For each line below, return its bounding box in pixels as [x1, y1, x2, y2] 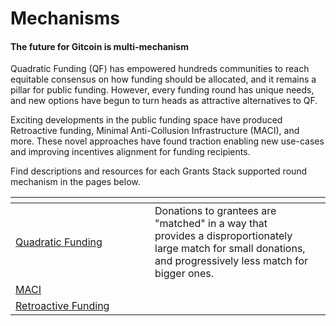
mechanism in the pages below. [10, 176, 141, 188]
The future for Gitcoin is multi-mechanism [10, 40, 189, 52]
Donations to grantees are [154, 204, 277, 218]
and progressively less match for [154, 254, 309, 268]
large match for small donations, [154, 242, 306, 256]
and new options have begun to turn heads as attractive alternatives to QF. [10, 95, 318, 107]
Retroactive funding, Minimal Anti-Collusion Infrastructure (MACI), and [10, 125, 300, 137]
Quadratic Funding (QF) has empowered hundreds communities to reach [10, 63, 310, 75]
